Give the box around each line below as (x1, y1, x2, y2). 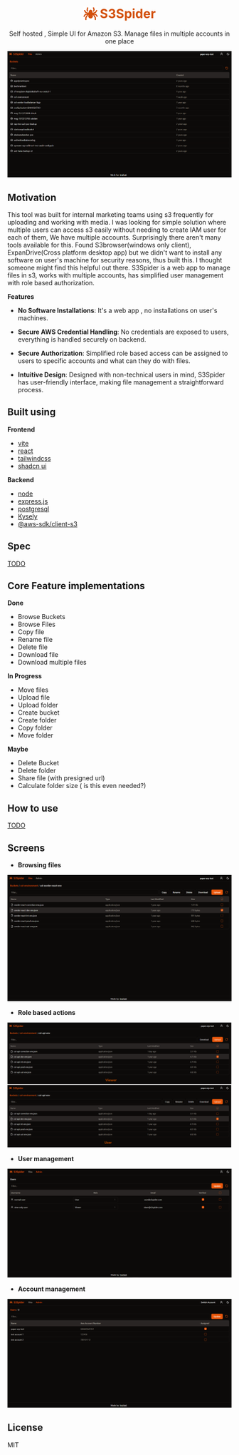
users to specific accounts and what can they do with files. (17, 357, 191, 365)
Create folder (17, 716, 57, 725)
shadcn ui (17, 461, 47, 470)
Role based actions (17, 1009, 76, 1017)
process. (17, 386, 44, 394)
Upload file (17, 693, 51, 702)
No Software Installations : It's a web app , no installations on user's (17, 306, 218, 315)
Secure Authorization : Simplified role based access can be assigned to (17, 349, 228, 358)
